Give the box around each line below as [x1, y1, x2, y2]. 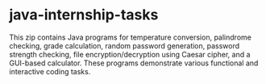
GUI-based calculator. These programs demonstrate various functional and [9, 58, 259, 68]
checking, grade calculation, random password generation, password [9, 40, 240, 50]
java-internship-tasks [9, 6, 159, 24]
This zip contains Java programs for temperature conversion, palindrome [9, 32, 252, 42]
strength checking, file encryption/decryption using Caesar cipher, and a [9, 49, 251, 59]
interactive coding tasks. [9, 66, 91, 76]
